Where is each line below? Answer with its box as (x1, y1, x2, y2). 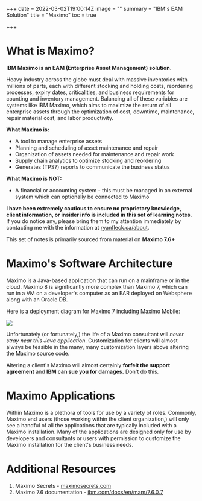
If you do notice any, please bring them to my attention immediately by (6, 217, 181, 225)
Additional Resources (6, 462, 116, 476)
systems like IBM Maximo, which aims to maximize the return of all (6, 101, 172, 109)
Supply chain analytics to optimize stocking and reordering (14, 157, 162, 164)
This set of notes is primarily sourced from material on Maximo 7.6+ (6, 235, 175, 243)
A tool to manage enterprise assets (14, 137, 103, 145)
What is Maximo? (6, 45, 95, 58)
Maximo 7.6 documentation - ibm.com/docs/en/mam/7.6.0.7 (14, 488, 164, 496)
